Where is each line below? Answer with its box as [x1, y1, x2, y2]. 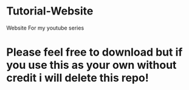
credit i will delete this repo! [6, 71, 149, 85]
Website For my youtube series [6, 24, 84, 31]
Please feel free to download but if [6, 45, 183, 59]
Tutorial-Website [6, 4, 94, 18]
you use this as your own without [6, 59, 177, 72]
